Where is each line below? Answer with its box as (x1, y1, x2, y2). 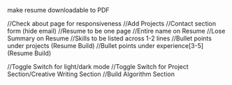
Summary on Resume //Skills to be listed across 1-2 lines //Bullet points (7, 34, 212, 42)
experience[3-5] (156, 42, 204, 49)
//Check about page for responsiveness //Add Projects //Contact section (7, 20, 217, 27)
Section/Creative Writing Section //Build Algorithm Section (7, 70, 175, 78)
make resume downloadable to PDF (7, 6, 110, 14)
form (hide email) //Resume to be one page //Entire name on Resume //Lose (7, 27, 226, 35)
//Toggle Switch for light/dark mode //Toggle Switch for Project (7, 63, 189, 70)
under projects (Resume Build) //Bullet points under (7, 42, 155, 49)
